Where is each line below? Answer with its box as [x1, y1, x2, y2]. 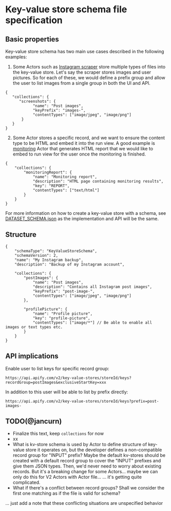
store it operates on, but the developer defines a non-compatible [25, 447, 162, 453]
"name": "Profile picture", [32, 311, 93, 316]
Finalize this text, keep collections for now [12, 431, 104, 437]
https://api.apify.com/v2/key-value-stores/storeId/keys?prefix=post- [5, 398, 159, 404]
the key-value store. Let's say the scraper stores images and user [12, 69, 152, 75]
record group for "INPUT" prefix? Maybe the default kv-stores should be [12, 452, 165, 458]
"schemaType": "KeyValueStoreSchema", [14, 248, 97, 254]
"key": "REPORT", [32, 183, 70, 188]
